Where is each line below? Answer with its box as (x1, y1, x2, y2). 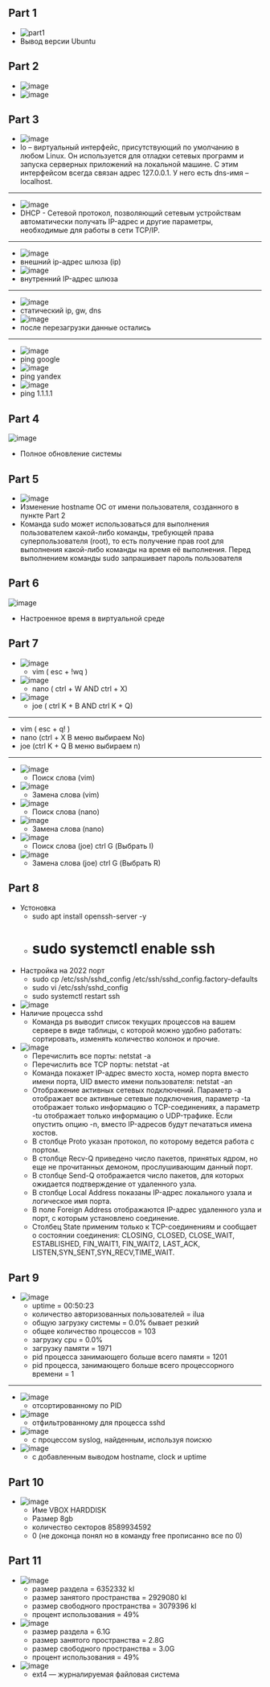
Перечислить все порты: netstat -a (31, 1051, 151, 1061)
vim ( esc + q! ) (19, 723, 71, 734)
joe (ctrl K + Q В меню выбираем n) (19, 741, 141, 751)
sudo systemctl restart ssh (31, 992, 121, 1001)
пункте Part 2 (19, 510, 66, 521)
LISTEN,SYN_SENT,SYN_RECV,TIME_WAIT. (31, 1247, 175, 1257)
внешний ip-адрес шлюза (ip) (19, 257, 122, 267)
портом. (31, 1145, 60, 1155)
